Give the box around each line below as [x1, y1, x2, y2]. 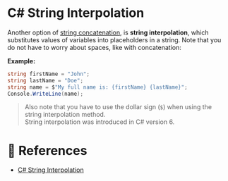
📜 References [7, 142, 88, 158]
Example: [7, 56, 36, 65]
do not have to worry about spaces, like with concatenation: [7, 43, 181, 51]
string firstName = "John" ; [7, 70, 90, 77]
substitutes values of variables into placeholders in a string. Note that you [7, 35, 222, 44]
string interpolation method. [24, 111, 106, 119]
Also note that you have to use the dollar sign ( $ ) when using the [24, 103, 212, 111]
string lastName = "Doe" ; [7, 77, 83, 84]
